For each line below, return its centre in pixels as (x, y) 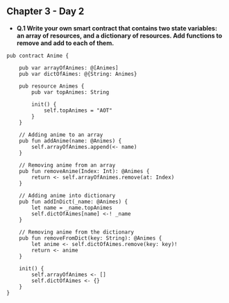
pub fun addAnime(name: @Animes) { (70, 141)
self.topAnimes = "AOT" (78, 110)
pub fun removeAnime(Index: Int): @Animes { (84, 171)
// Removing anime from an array (67, 165)
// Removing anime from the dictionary (77, 232)
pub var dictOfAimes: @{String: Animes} (78, 74)
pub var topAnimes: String (70, 92)
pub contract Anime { (38, 56)
